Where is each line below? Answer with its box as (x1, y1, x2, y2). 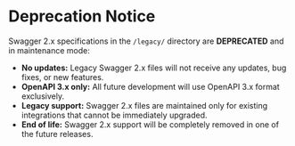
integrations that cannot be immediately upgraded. (20, 109, 208, 120)
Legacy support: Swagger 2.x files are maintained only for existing (20, 100, 268, 110)
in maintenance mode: (8, 45, 90, 55)
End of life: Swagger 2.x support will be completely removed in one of (20, 118, 280, 130)
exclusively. (20, 91, 64, 101)
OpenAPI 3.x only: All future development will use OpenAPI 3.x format (20, 81, 280, 92)
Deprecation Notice (8, 6, 156, 27)
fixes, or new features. (20, 71, 104, 82)
